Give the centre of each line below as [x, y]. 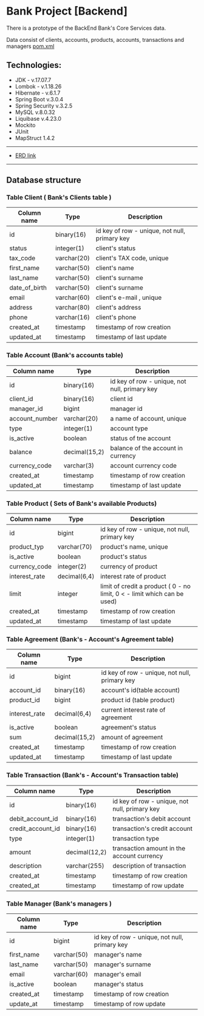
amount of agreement [132, 737]
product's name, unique [134, 547]
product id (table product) [138, 700]
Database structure [44, 180]
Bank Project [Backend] [67, 11]
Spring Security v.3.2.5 [44, 106]
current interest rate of [133, 710]
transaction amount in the [149, 848]
